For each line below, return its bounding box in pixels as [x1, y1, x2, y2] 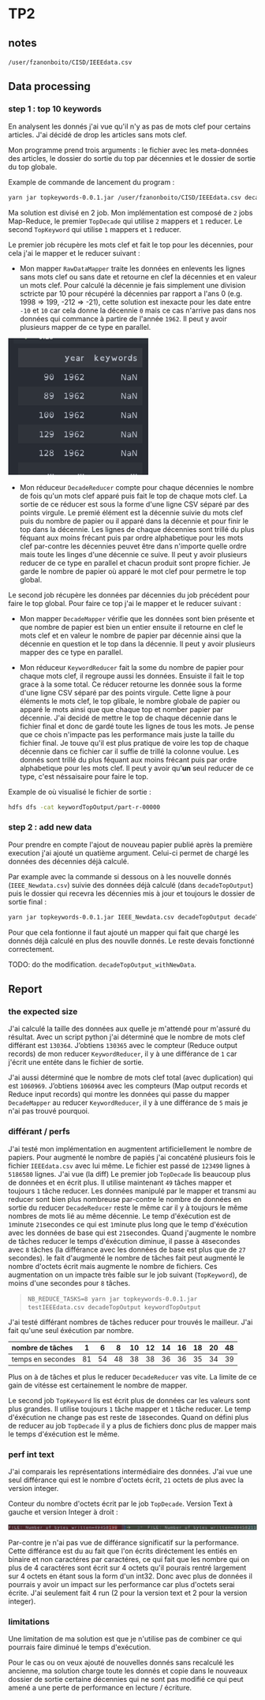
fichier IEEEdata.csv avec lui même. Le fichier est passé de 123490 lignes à [8, 1161, 251, 1170]
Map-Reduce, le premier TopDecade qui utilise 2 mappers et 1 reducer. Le [8, 216, 243, 226]
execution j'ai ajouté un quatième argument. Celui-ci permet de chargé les [8, 848, 249, 857]
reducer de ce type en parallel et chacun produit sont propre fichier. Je [19, 558, 251, 567]
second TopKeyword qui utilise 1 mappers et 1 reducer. [8, 224, 181, 234]
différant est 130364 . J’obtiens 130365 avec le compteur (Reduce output [8, 1041, 238, 1050]
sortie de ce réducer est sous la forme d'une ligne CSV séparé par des [19, 499, 250, 509]
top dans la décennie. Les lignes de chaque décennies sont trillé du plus [19, 524, 255, 534]
